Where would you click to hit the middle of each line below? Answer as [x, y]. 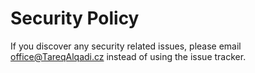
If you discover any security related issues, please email [126, 46]
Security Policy [75, 18]
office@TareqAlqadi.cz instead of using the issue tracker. [128, 56]
